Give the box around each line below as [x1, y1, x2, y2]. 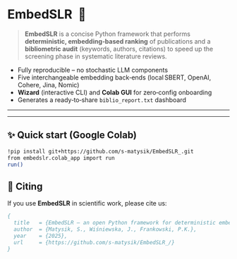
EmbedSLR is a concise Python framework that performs [24, 30, 190, 38]
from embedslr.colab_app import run [7, 154, 115, 161]
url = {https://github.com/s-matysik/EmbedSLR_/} [13, 239, 175, 246]
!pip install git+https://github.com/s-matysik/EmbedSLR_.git [7, 148, 194, 155]
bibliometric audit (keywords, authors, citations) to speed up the [24, 44, 214, 53]
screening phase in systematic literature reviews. [24, 52, 167, 61]
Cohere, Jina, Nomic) [17, 80, 80, 89]
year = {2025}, [13, 232, 68, 239]
